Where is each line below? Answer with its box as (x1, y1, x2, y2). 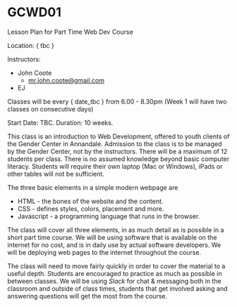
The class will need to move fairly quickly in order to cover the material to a (7, 262, 226, 270)
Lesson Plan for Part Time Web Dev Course (7, 28, 134, 36)
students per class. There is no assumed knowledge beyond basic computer (7, 155, 230, 163)
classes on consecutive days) (7, 104, 94, 113)
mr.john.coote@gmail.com (28, 76, 104, 85)
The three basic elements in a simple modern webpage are (7, 183, 178, 191)
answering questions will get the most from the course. (7, 291, 168, 300)
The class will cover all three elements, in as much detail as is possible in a (7, 225, 224, 234)
